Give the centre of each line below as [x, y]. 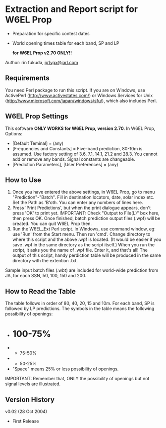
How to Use [23, 180]
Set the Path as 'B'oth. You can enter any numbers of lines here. [78, 203]
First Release [26, 421]
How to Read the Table [40, 291]
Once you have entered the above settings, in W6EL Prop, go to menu [83, 192]
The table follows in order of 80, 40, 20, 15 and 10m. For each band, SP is [80, 303]
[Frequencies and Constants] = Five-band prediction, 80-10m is [77, 148]
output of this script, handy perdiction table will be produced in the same [86, 255]
